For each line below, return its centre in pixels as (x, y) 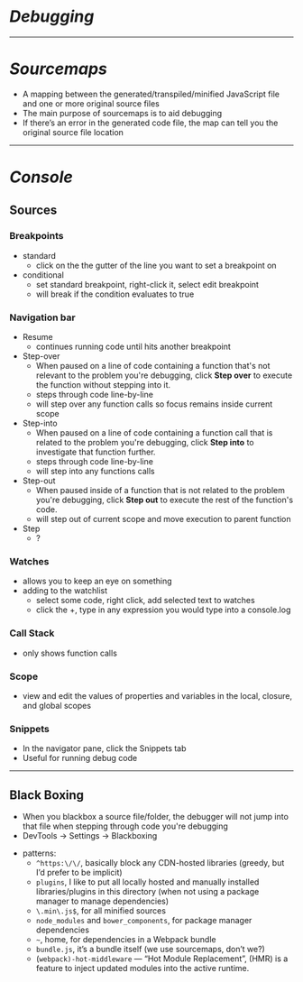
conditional (43, 275)
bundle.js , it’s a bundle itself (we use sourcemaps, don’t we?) (151, 950)
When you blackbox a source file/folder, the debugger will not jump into (155, 817)
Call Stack (32, 633)
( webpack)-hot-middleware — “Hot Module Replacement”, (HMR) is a (162, 959)
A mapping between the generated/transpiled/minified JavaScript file (151, 94)
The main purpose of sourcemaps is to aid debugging (122, 113)
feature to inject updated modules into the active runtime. (142, 968)
